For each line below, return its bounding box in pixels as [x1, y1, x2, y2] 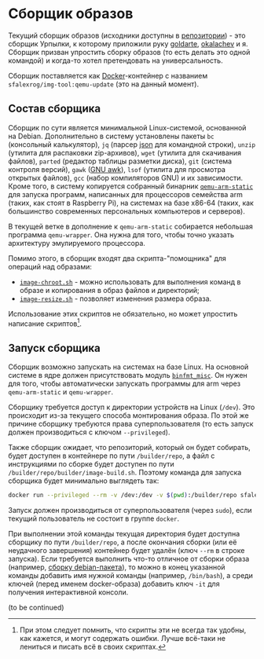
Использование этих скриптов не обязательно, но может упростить [8, 309, 238, 318]
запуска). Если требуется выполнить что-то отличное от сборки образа [8, 555, 250, 564]
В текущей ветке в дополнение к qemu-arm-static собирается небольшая [8, 221, 254, 231]
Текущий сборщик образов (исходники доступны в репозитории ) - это [8, 31, 246, 40]
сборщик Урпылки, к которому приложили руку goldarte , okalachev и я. [8, 38, 249, 48]
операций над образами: [8, 262, 92, 271]
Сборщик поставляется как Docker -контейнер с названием [8, 71, 208, 80]
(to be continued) [8, 602, 64, 613]
